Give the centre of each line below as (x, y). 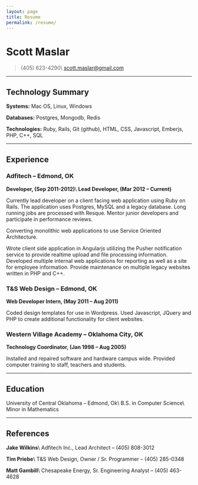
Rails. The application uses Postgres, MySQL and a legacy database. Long (96, 206)
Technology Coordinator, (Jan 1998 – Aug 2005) (66, 347)
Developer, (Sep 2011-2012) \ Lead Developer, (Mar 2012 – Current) (89, 189)
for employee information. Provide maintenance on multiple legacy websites (98, 267)
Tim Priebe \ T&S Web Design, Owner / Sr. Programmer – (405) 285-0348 (95, 459)
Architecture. (22, 237)
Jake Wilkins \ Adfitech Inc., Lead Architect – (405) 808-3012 (80, 448)
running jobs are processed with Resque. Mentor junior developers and (92, 213)
